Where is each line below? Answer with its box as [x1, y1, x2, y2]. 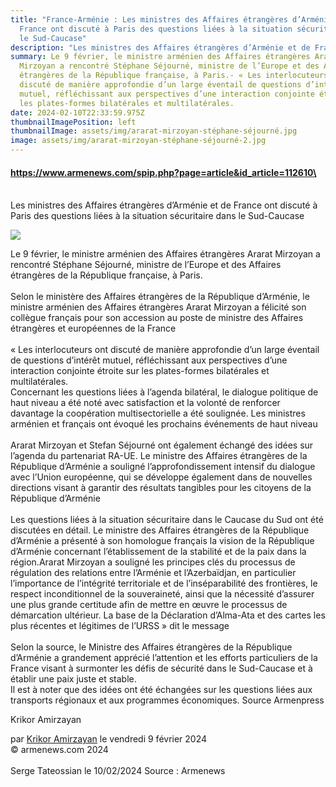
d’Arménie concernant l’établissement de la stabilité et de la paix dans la [10, 546, 307, 558]
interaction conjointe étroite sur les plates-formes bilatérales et [10, 365, 270, 377]
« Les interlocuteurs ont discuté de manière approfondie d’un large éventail [10, 344, 320, 356]
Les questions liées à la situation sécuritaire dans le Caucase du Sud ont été [10, 514, 324, 526]
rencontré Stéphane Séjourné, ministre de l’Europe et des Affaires [10, 259, 282, 271]
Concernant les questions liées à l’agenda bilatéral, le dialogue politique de [10, 386, 319, 398]
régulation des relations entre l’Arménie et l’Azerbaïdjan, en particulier [10, 567, 297, 579]
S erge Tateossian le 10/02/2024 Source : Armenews [10, 765, 226, 777]
